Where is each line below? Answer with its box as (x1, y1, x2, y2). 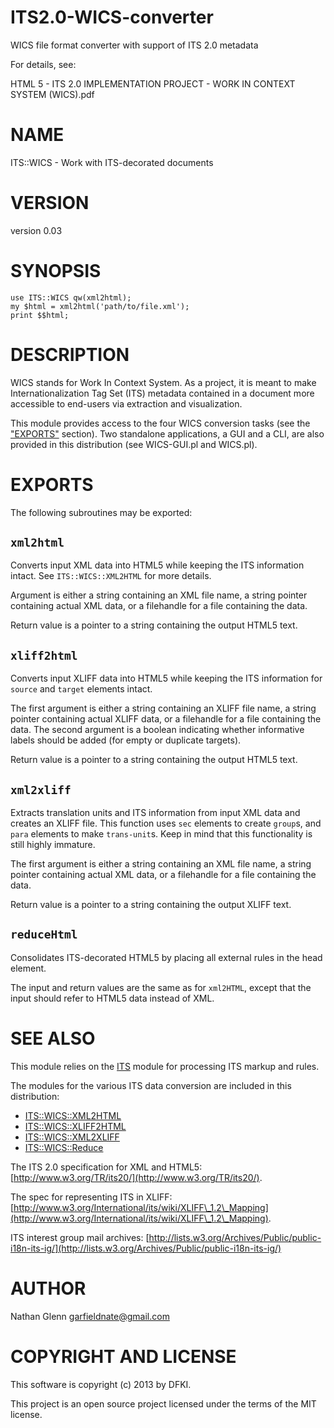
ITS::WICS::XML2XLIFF (24, 1131, 120, 1143)
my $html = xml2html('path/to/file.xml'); (10, 301, 190, 311)
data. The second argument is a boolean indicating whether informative (10, 724, 305, 736)
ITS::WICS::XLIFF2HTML (24, 1120, 127, 1132)
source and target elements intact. (10, 683, 153, 695)
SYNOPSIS (10, 260, 102, 282)
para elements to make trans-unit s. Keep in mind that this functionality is (10, 828, 313, 840)
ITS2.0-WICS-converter (10, 6, 214, 29)
